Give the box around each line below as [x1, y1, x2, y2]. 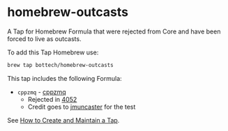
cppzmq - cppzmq [17, 88, 66, 96]
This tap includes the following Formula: [7, 74, 122, 82]
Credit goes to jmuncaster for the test [27, 102, 136, 111]
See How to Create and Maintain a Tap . [7, 116, 120, 124]
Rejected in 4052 [27, 95, 77, 103]
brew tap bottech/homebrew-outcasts [7, 61, 114, 68]
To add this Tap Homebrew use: [7, 48, 99, 56]
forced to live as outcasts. [7, 34, 82, 43]
